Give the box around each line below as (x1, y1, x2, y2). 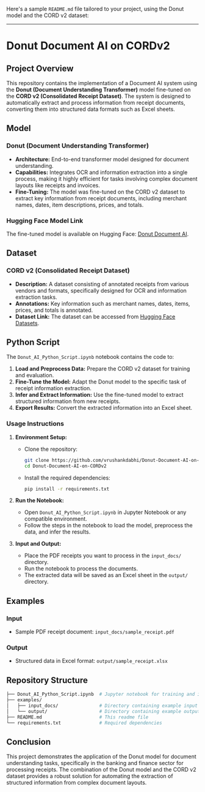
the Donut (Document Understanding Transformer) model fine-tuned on (6, 86, 191, 93)
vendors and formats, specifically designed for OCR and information (15, 287, 187, 294)
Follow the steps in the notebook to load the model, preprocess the (24, 522, 193, 529)
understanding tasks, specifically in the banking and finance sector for (6, 760, 184, 767)
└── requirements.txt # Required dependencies (6, 720, 163, 726)
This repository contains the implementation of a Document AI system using (6, 80, 197, 86)
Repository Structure (6, 675, 88, 685)
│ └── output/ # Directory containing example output (6, 708, 201, 714)
